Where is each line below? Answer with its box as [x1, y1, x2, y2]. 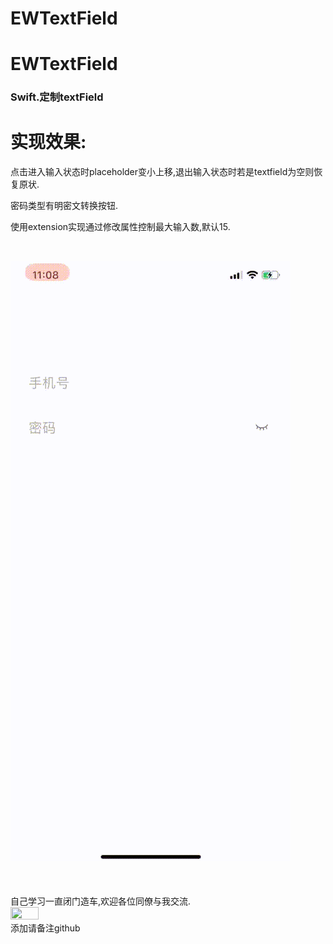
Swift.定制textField [10, 90, 104, 104]
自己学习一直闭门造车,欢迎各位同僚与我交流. [10, 895, 192, 907]
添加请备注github [10, 922, 81, 934]
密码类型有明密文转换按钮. [10, 200, 119, 212]
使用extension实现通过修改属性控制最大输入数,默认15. [10, 221, 231, 233]
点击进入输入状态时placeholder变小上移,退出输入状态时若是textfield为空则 [10, 166, 315, 178]
